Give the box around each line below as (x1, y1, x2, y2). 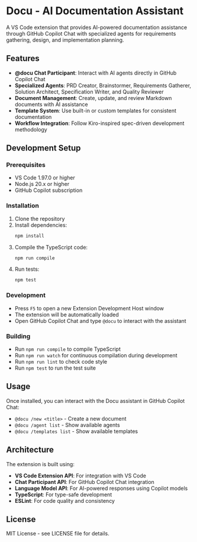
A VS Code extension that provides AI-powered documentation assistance (6, 24, 188, 31)
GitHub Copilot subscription (14, 187, 83, 194)
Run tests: (14, 265, 40, 273)
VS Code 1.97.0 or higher (14, 174, 75, 181)
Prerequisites (6, 161, 46, 169)
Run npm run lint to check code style (14, 358, 108, 365)
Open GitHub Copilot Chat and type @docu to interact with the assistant (14, 317, 186, 324)
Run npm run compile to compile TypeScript (14, 345, 121, 352)
